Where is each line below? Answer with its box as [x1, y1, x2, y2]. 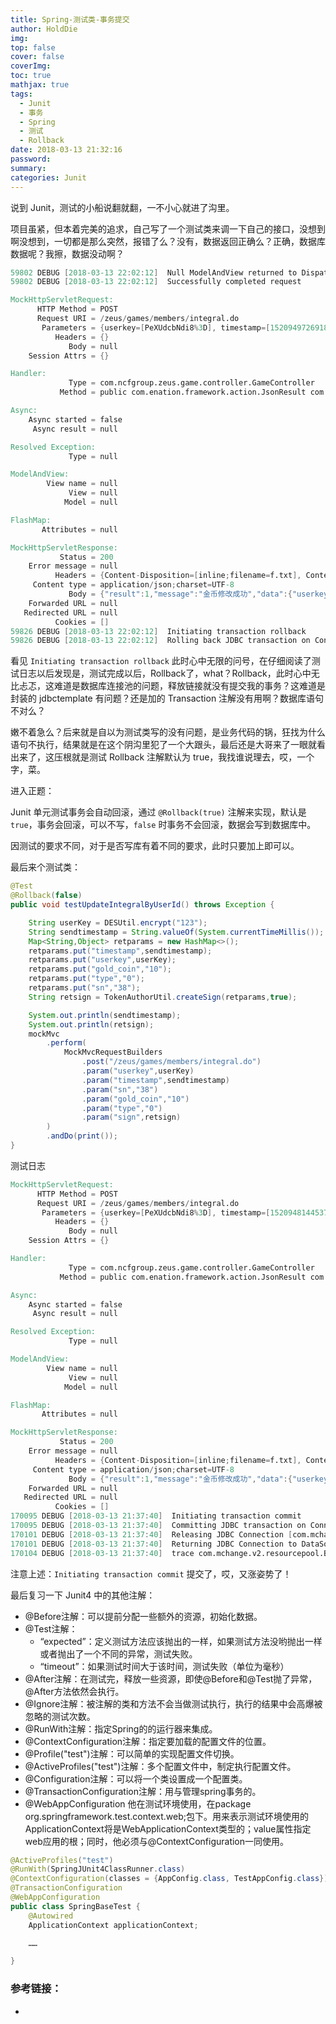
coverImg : [10, 61, 52, 71]
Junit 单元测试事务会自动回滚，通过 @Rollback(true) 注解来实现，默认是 [10, 806, 307, 818]
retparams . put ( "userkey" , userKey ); [28, 955, 177, 965]
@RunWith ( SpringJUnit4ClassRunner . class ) [10, 1864, 186, 1875]
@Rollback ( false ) [10, 891, 83, 901]
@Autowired [28, 1911, 74, 1921]
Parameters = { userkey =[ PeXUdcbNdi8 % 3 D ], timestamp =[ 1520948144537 [41, 1207, 329, 1218]
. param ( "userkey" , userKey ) [81, 1066, 195, 1076]
